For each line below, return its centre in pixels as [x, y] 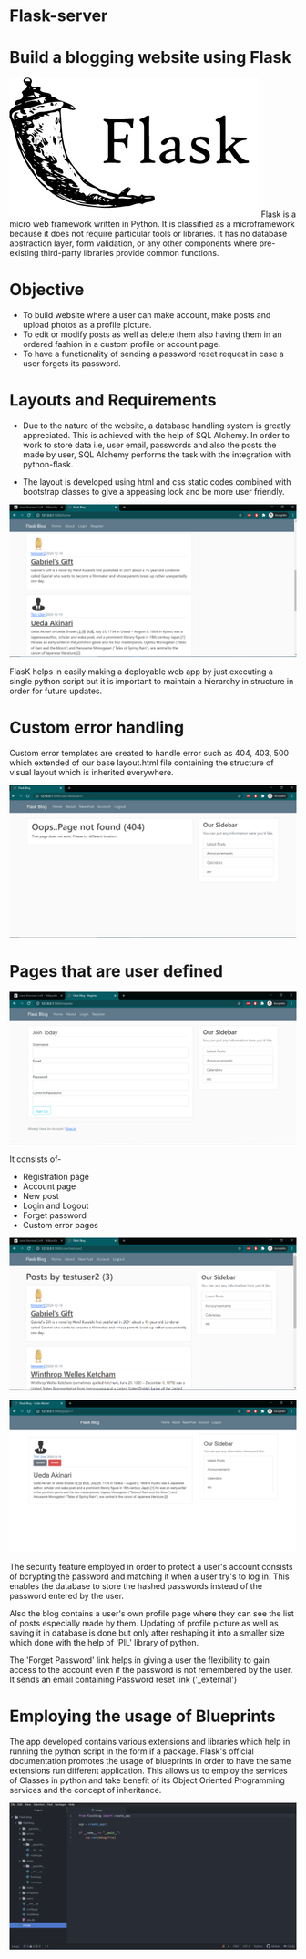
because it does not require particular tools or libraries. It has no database [148, 234]
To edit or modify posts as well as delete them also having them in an [152, 334]
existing [24, 253]
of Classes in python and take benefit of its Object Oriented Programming [147, 1780]
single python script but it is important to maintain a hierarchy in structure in [152, 681]
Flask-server [59, 16]
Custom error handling [97, 728]
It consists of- [36, 1159]
